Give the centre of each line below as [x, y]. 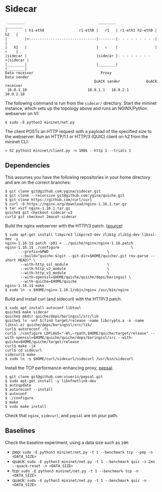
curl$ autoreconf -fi [27, 329]
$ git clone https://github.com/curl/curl [49, 200]
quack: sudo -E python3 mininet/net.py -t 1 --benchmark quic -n [79, 480]
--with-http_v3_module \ [65, 273]
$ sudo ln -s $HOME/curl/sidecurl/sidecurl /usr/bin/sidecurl [69, 359]
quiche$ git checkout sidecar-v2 [39, 212]
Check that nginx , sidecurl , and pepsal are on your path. [62, 415]
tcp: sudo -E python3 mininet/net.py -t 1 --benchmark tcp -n [75, 471]
